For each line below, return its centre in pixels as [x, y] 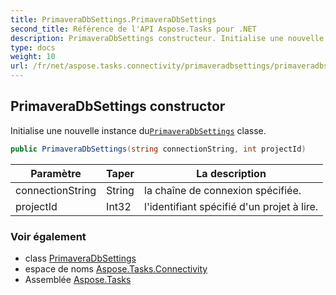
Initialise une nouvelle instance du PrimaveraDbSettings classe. [138, 130]
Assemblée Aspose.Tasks [78, 279]
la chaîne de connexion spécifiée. [223, 190]
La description [231, 173]
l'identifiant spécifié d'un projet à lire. [231, 206]
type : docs [33, 47]
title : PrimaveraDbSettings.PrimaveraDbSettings [113, 19]
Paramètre [56, 173]
